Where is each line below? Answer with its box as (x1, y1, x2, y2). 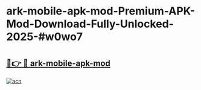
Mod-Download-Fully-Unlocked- (6, 17, 174, 31)
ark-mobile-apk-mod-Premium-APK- (6, 4, 196, 18)
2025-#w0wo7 (6, 30, 83, 43)
